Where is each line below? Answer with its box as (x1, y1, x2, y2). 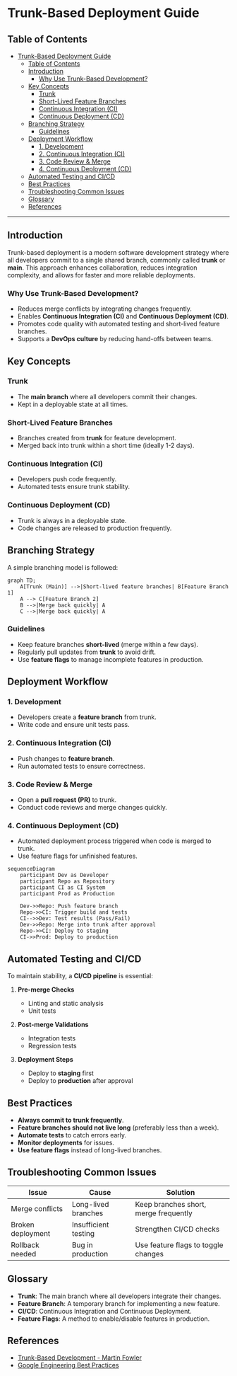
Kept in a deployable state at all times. (17, 400, 128, 408)
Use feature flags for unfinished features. (17, 852, 138, 861)
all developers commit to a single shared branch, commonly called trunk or (7, 256, 226, 264)
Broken (11, 1220, 35, 1229)
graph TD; (7, 577, 37, 584)
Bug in (71, 1240, 93, 1250)
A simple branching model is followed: (7, 563, 119, 571)
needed (11, 1249, 37, 1259)
